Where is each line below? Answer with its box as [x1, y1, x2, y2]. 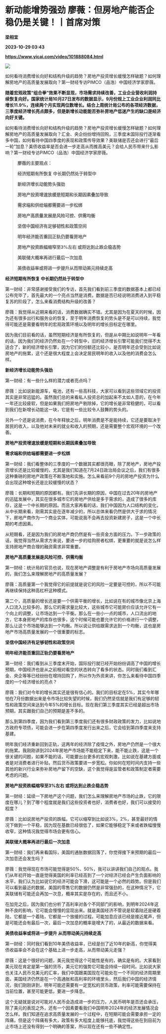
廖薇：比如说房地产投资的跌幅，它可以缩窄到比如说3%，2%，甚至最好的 [5, 816, 153, 822]
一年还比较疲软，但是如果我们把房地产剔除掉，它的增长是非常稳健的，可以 [5, 400, 157, 406]
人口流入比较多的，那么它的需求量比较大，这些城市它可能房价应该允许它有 [5, 604, 157, 610]
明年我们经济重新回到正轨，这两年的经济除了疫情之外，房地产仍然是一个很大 [5, 741, 161, 747]
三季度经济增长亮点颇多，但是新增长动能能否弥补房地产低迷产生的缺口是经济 [5, 108, 161, 114]
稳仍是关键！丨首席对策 [5, 17, 101, 28]
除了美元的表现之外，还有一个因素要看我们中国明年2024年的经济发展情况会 [5, 1005, 159, 1011]
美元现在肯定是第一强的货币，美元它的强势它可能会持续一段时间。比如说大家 [5, 963, 161, 969]
